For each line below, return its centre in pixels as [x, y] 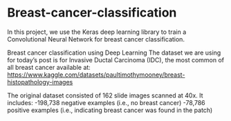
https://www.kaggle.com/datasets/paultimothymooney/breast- [96, 75]
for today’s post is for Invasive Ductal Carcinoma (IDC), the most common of [116, 59]
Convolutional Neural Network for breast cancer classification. [96, 39]
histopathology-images [40, 82]
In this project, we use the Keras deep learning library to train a [97, 32]
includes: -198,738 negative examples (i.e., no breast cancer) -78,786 [106, 102]
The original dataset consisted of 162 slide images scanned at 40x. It [105, 95]
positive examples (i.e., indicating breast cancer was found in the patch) [110, 110]
